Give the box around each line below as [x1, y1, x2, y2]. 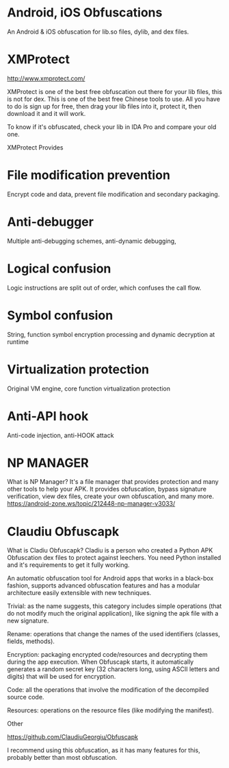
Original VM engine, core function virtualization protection [7, 384, 171, 393]
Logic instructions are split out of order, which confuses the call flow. [7, 283, 202, 292]
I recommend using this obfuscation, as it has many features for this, [7, 746, 200, 754]
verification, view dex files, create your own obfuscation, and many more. [7, 492, 214, 500]
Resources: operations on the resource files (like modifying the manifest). [7, 706, 214, 714]
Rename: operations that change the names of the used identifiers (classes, [7, 630, 220, 638]
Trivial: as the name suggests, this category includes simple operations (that [7, 602, 222, 610]
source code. [7, 693, 44, 701]
